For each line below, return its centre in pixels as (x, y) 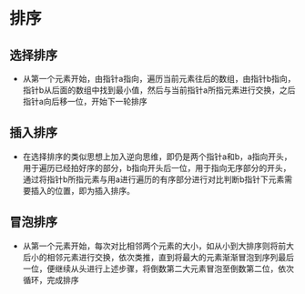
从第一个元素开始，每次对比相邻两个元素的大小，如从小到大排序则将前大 (158, 246)
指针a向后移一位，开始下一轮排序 (85, 101)
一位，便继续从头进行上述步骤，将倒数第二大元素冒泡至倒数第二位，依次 (158, 269)
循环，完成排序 (51, 279)
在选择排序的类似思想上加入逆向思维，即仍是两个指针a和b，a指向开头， (158, 157)
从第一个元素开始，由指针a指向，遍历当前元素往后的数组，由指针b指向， (159, 79)
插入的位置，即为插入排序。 (82, 190)
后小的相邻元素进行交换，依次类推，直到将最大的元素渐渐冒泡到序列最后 (158, 257)
